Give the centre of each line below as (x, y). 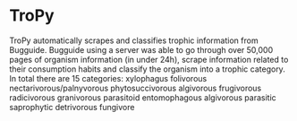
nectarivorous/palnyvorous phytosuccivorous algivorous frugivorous (136, 88)
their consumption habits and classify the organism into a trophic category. (148, 69)
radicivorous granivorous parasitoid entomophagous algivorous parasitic (143, 97)
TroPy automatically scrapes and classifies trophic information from (134, 40)
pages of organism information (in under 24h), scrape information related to (149, 59)
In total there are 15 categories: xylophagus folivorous (108, 78)
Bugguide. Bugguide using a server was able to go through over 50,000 (141, 49)
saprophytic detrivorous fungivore (72, 107)
